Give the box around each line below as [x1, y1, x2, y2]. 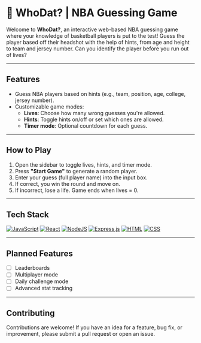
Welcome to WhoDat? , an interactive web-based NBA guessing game [6, 26, 178, 33]
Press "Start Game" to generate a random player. [14, 167, 138, 174]
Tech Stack [6, 209, 49, 219]
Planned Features [6, 248, 74, 258]
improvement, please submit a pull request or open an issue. [6, 330, 156, 338]
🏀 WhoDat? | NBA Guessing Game [6, 6, 178, 20]
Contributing [6, 308, 55, 318]
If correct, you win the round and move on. [14, 180, 121, 187]
